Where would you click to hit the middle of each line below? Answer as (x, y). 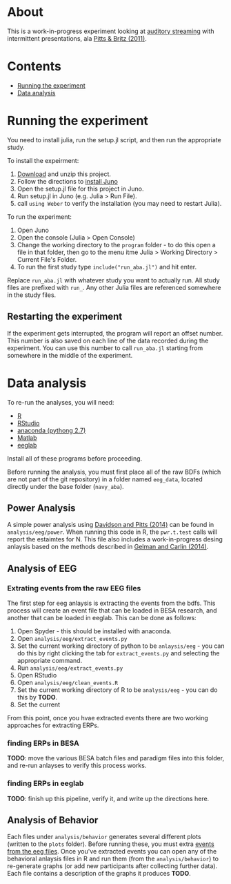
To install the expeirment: (43, 160)
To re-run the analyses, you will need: (61, 402)
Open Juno (33, 230)
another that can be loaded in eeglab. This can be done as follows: (102, 618)
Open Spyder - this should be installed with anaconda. (94, 631)
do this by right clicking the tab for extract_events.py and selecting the (118, 653)
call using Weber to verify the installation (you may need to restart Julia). (119, 203)
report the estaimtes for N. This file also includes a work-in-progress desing (115, 539)
